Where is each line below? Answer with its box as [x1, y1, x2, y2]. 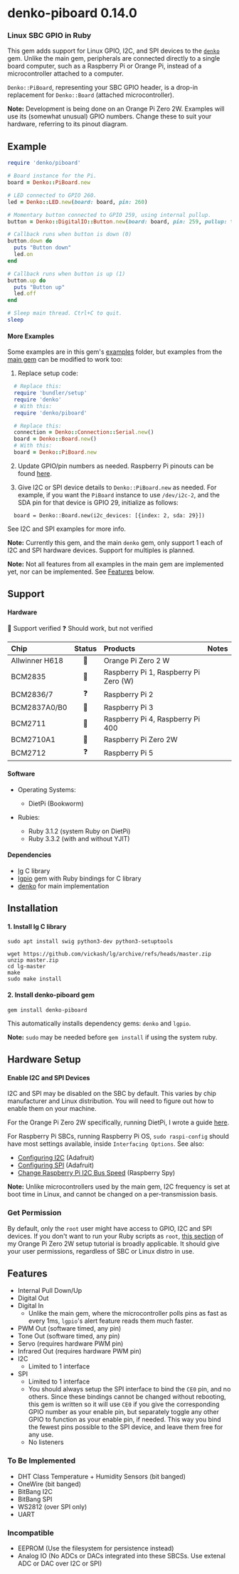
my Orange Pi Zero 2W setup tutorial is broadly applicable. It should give [7, 1239, 221, 1248]
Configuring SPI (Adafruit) [17, 1161, 95, 1169]
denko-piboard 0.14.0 [7, 5, 137, 21]
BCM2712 [11, 748, 46, 758]
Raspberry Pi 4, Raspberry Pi [103, 714, 201, 724]
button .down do [7, 238, 53, 245]
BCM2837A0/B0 [11, 703, 68, 713]
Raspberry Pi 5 [103, 748, 154, 758]
